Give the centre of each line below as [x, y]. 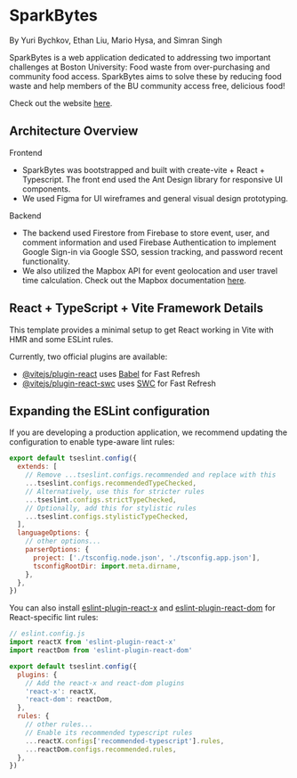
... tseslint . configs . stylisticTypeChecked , [107, 516]
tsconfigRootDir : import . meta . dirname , [106, 566]
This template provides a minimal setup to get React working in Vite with [141, 330]
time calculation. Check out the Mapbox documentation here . [134, 280]
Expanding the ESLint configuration [110, 411]
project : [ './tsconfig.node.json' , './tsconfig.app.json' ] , [146, 558]
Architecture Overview [74, 131]
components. [46, 189]
